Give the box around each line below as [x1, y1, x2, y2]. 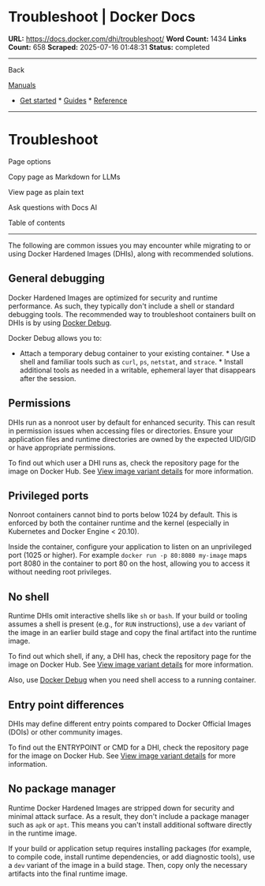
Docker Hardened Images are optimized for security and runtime [8, 293, 218, 302]
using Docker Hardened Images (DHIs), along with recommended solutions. [8, 249, 254, 258]
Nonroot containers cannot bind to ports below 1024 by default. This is [8, 510, 238, 520]
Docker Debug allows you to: [8, 333, 103, 342]
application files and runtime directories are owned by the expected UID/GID [8, 434, 256, 443]
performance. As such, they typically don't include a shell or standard [8, 301, 235, 311]
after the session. [19, 373, 77, 383]
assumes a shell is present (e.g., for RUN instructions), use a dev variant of [8, 619, 246, 629]
